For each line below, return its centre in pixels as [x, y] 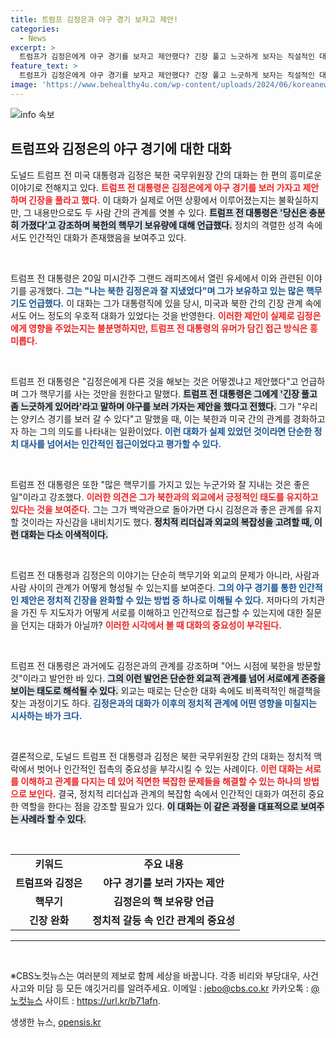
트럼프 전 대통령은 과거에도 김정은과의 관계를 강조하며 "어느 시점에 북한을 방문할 [166, 665]
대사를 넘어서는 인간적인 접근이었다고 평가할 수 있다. [121, 443]
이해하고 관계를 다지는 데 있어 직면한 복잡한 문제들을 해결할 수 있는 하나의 [161, 781]
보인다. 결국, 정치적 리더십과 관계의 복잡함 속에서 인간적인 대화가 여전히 [167, 793]
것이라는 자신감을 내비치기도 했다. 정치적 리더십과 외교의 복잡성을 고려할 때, [166, 522]
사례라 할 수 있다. [53, 818]
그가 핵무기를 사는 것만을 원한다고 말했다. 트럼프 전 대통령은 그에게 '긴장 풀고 [169, 393]
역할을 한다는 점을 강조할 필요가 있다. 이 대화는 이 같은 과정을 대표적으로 [159, 806]
